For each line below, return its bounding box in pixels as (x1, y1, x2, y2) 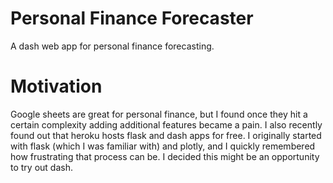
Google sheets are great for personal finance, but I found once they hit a (10, 108, 308, 120)
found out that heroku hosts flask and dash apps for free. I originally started (10, 129, 322, 141)
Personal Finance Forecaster (10, 7, 254, 30)
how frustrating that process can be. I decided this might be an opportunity (10, 150, 320, 162)
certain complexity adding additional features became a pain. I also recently (10, 118, 323, 131)
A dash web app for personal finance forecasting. (10, 40, 215, 52)
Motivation (10, 75, 103, 98)
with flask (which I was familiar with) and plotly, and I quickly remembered (10, 140, 316, 152)
